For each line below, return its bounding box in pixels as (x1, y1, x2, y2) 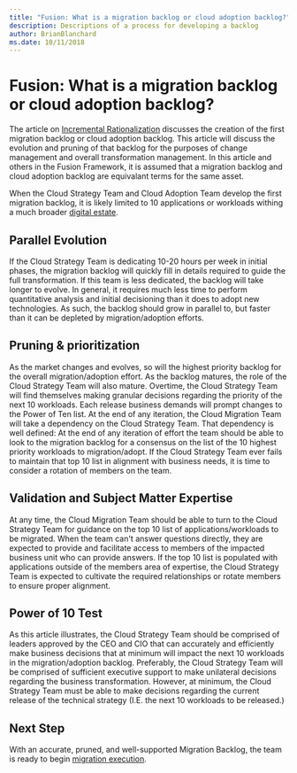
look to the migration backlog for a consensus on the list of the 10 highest (9, 437, 277, 447)
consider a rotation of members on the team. (9, 465, 172, 475)
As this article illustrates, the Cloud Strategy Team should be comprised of (9, 630, 280, 640)
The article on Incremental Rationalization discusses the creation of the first (9, 124, 285, 135)
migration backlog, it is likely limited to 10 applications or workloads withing (9, 197, 284, 208)
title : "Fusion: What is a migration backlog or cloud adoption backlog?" (9, 12, 291, 22)
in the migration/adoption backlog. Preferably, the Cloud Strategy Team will (9, 657, 284, 669)
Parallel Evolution (9, 232, 108, 248)
